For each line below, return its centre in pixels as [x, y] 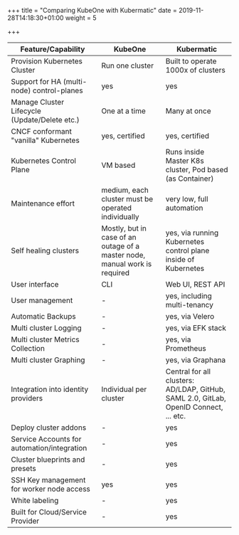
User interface [35, 284]
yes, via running [192, 233]
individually [121, 217]
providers [27, 398]
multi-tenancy [189, 305]
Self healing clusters [45, 250]
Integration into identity [50, 389]
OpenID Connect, [194, 407]
